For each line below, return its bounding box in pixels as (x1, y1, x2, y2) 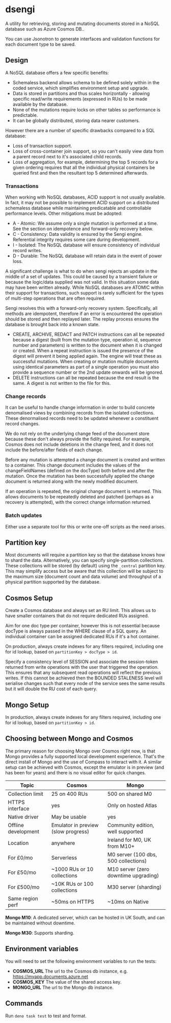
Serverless (51, 854, 77, 861)
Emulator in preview (51, 821, 99, 829)
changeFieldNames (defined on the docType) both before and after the (5, 468, 154, 474)
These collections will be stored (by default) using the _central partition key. (5, 563, 166, 569)
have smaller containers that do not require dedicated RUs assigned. (5, 613, 149, 619)
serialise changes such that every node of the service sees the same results (5, 680, 165, 687)
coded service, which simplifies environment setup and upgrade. (12, 85, 149, 91)
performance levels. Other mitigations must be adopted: (5, 210, 123, 216)
